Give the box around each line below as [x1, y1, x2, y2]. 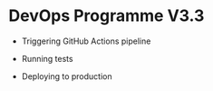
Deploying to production [21, 70, 112, 82]
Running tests [21, 53, 73, 64]
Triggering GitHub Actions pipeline [21, 35, 151, 46]
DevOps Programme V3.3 [8, 5, 205, 26]
